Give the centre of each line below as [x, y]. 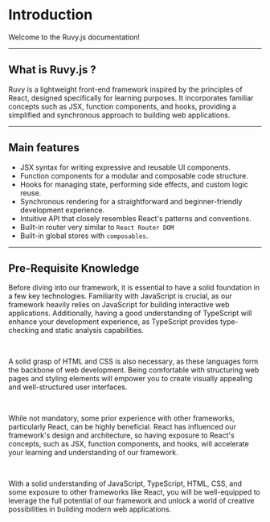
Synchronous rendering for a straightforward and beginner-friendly [131, 201]
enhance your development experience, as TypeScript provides [113, 322]
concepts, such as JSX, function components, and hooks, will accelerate [129, 444]
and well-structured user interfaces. [68, 387]
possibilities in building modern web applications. [90, 509]
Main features [44, 148]
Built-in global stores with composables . [84, 236]
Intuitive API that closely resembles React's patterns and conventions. [135, 218]
